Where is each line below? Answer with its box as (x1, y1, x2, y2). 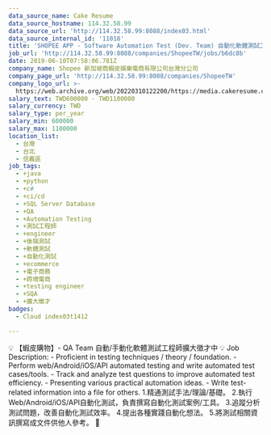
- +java (15, 170, 42, 178)
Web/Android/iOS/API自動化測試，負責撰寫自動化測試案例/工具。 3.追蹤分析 (8, 397, 261, 407)
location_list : (8, 132, 60, 140)
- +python (15, 177, 48, 186)
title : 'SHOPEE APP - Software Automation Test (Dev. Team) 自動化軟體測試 (8, 42, 261, 50)
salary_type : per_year (8, 110, 85, 118)
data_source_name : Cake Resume (8, 11, 114, 20)
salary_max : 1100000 (8, 125, 78, 133)
